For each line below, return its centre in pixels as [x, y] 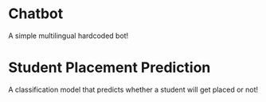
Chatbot [36, 14]
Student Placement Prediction [110, 68]
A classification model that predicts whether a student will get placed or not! [133, 89]
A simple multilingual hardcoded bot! [68, 36]
